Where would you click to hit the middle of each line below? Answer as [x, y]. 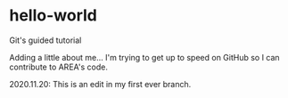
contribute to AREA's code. [59, 67]
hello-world [53, 16]
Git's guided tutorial [45, 40]
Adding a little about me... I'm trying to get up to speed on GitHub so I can [144, 57]
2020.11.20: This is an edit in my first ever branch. [100, 84]
